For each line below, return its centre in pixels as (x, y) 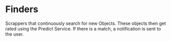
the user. (15, 34)
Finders (22, 9)
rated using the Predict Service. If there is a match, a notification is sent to (83, 28)
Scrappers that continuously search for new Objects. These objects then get (86, 23)
